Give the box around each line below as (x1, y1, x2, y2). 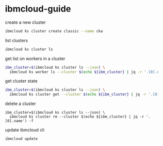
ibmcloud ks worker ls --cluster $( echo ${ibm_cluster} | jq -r (9, 69, 142, 74)
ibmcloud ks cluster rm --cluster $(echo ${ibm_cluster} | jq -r (9, 115, 145, 119)
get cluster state (5, 78, 38, 84)
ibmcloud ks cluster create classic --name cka (5, 29, 103, 33)
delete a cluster (5, 101, 36, 107)
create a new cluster (5, 19, 46, 25)
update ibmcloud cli (5, 127, 45, 133)
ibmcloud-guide (5, 3, 71, 15)
